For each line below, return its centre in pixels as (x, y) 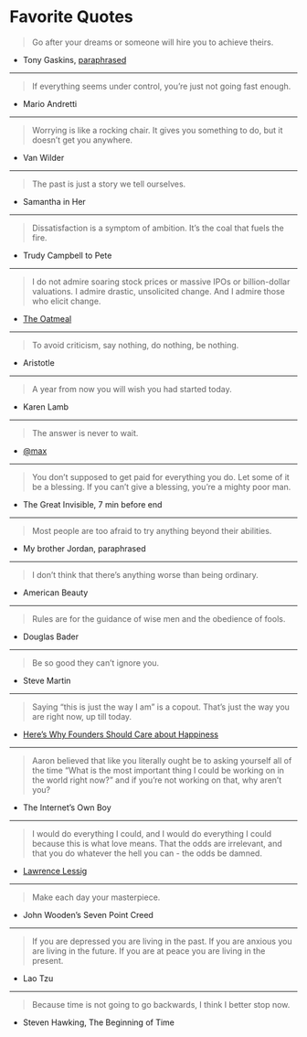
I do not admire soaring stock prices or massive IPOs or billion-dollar (161, 282)
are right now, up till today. (82, 716)
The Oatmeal (47, 318)
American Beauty (55, 593)
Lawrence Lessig (55, 871)
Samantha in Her (54, 201)
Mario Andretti (50, 103)
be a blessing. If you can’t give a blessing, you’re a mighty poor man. (161, 486)
